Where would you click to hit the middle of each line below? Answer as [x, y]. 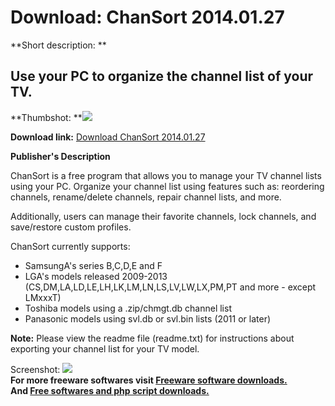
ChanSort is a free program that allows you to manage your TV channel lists [166, 175]
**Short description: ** [58, 45]
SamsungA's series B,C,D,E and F [93, 265]
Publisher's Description [60, 156]
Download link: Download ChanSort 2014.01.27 [108, 137]
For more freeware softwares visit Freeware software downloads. [149, 380]
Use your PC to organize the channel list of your [162, 76]
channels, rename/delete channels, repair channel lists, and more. [146, 197]
